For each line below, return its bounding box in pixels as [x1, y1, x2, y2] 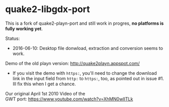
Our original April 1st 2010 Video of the [5, 90, 86, 96]
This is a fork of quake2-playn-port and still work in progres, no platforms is [5, 20, 164, 26]
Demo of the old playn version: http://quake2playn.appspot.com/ [5, 60, 140, 66]
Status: [5, 35, 20, 41]
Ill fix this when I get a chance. [12, 81, 76, 87]
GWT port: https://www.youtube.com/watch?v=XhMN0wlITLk [5, 96, 133, 102]
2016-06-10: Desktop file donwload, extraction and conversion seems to [12, 45, 163, 51]
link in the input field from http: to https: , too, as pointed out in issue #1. [12, 75, 164, 81]
